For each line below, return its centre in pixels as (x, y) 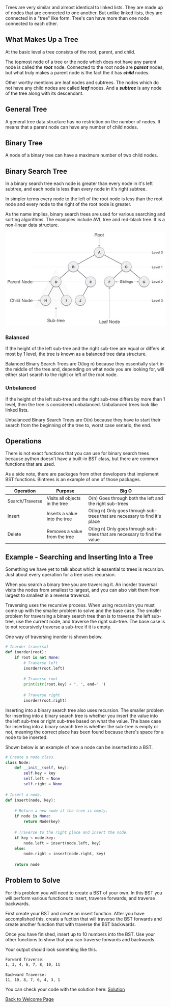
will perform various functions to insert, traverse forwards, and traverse (80, 898)
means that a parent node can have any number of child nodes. (72, 127)
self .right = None (43, 784)
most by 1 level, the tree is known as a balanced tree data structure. (76, 354)
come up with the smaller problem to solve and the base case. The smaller (83, 611)
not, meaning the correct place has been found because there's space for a (84, 732)
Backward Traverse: (26, 975)
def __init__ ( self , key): (42, 768)
